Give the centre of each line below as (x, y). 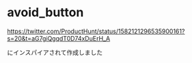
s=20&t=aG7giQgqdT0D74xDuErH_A (59, 38)
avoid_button (45, 13)
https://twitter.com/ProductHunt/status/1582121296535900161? (96, 31)
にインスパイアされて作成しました (55, 52)
